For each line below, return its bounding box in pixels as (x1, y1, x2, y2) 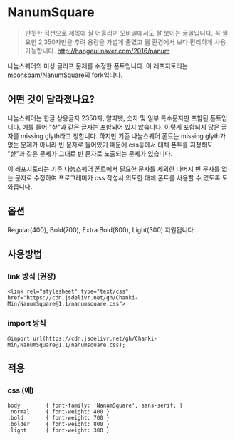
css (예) (7, 385, 34, 395)
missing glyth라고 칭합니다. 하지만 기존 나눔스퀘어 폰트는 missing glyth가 (20, 131, 226, 140)
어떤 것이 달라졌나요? (7, 93, 95, 105)
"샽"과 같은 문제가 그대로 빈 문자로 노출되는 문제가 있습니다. (7, 149, 173, 157)
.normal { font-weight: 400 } (7, 408, 110, 415)
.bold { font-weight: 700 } (7, 415, 110, 422)
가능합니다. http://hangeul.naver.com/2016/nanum (24, 46, 170, 55)
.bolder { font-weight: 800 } (7, 421, 110, 428)
